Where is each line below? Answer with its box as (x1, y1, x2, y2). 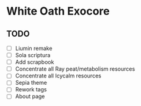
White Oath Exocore (6, 4, 110, 18)
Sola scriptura (15, 52, 51, 59)
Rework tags (15, 86, 47, 93)
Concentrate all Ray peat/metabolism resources (15, 65, 136, 72)
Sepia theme (15, 79, 48, 87)
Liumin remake (15, 44, 53, 52)
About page (15, 93, 45, 100)
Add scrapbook (15, 58, 54, 66)
